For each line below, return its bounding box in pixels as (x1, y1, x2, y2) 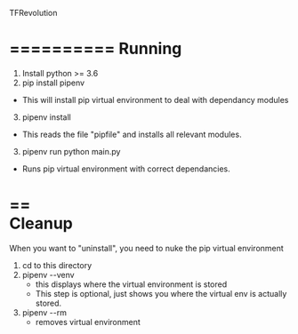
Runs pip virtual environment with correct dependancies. (21, 163, 231, 174)
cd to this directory (21, 259, 93, 270)
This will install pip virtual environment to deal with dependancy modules (21, 94, 289, 105)
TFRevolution (9, 8, 58, 18)
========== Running (9, 39, 182, 59)
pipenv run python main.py (21, 146, 121, 156)
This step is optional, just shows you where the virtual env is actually (35, 288, 287, 298)
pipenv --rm (21, 306, 67, 318)
